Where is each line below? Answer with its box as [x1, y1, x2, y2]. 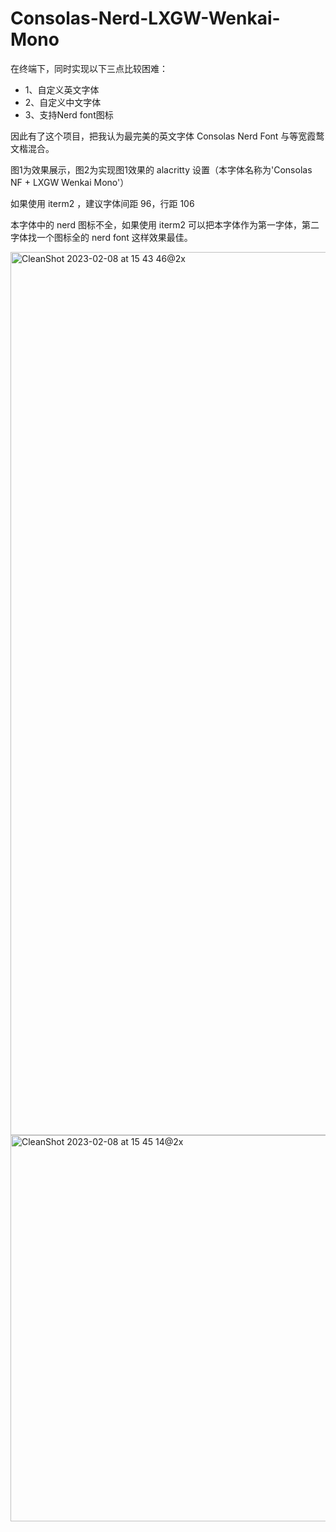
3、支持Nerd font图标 [24, 108, 114, 121]
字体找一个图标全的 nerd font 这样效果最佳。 [10, 231, 193, 243]
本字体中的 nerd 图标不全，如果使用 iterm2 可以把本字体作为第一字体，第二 [10, 218, 320, 231]
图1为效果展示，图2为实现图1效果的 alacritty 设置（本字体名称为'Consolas [10, 163, 313, 176]
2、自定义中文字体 [24, 96, 102, 108]
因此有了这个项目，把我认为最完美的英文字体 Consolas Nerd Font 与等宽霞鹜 [10, 130, 325, 142]
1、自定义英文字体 [24, 83, 100, 96]
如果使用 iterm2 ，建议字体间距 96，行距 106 [10, 197, 195, 209]
